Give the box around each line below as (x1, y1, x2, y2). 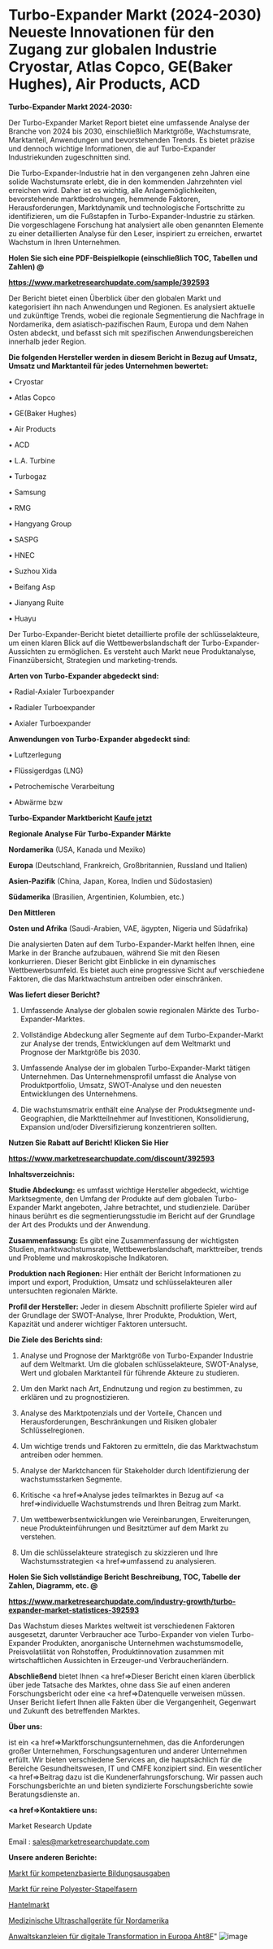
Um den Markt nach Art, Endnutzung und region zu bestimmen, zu (19, 1383, 243, 1394)
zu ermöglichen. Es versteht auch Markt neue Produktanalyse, (47, 646, 256, 656)
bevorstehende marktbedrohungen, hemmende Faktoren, (8, 194, 201, 204)
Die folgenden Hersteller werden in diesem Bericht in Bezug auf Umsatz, (8, 352, 258, 362)
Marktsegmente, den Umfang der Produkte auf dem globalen (8, 1193, 213, 1203)
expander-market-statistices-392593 (8, 1604, 140, 1614)
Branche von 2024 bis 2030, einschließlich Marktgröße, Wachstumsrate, (8, 126, 252, 136)
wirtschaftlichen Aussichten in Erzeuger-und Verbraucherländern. (8, 1655, 229, 1665)
